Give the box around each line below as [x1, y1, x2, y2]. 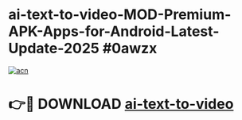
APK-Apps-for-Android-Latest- [8, 22, 220, 41]
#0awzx [102, 40, 158, 57]
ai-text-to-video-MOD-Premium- [8, 6, 232, 24]
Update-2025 [8, 40, 100, 57]
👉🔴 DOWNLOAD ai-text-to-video [8, 95, 234, 113]
